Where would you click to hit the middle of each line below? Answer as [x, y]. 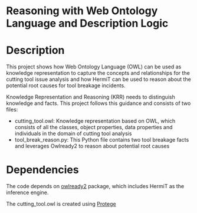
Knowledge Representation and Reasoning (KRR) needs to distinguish [91, 97]
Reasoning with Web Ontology [82, 11]
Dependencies [42, 170]
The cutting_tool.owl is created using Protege [61, 204]
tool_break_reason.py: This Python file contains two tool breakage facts [102, 140]
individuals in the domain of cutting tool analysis [73, 133]
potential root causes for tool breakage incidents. [66, 86]
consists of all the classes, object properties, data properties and [93, 127]
